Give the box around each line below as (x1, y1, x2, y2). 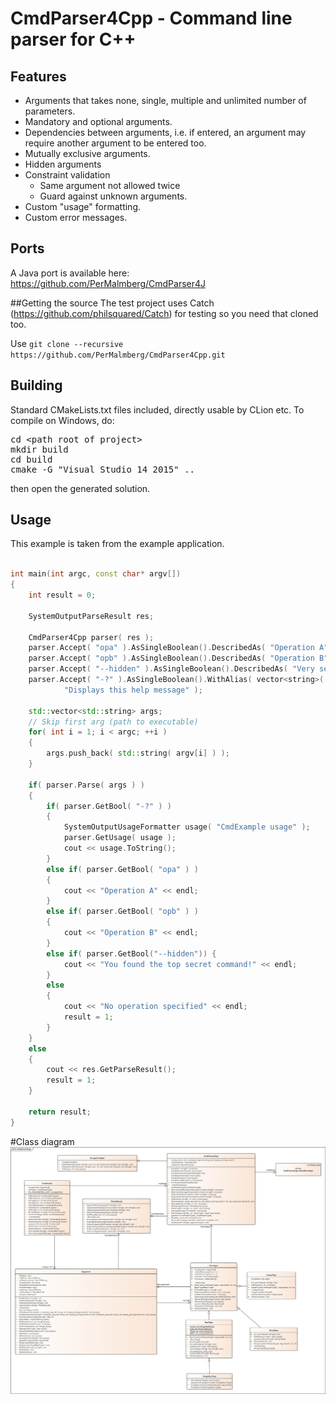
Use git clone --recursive (10, 337, 124, 349)
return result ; (28, 1107, 92, 1117)
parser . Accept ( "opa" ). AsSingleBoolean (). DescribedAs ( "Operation (28, 643, 315, 653)
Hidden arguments (24, 158, 102, 170)
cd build (10, 453, 53, 465)
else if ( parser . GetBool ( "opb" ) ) (46, 907, 199, 917)
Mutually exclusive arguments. (24, 148, 151, 159)
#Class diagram (10, 1135, 75, 1147)
